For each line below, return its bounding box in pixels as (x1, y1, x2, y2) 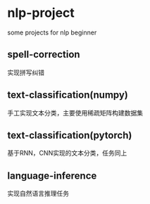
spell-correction (7, 49, 80, 60)
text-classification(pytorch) (7, 129, 132, 141)
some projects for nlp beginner (7, 28, 97, 37)
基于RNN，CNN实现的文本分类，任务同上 (7, 149, 127, 158)
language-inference (7, 170, 97, 181)
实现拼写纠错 (7, 68, 44, 77)
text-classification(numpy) (7, 89, 129, 101)
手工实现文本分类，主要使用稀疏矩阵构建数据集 (7, 108, 143, 117)
